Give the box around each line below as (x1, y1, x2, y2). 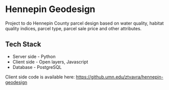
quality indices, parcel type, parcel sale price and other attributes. (5, 25, 142, 31)
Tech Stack (5, 40, 41, 49)
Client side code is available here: (5, 74, 75, 80)
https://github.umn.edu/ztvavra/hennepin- (75, 74, 163, 80)
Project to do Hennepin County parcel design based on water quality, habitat (5, 20, 164, 26)
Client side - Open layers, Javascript (12, 59, 89, 65)
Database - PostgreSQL (12, 64, 62, 70)
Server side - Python (12, 53, 56, 59)
